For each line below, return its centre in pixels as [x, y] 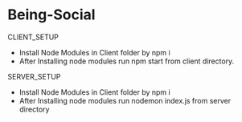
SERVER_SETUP [34, 76]
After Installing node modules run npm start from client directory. [127, 61]
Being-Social [51, 15]
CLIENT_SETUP [33, 37]
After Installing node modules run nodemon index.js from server [125, 100]
